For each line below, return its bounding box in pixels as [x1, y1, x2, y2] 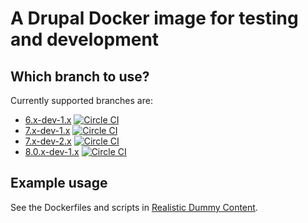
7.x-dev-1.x [24, 125, 71, 136]
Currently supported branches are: [10, 95, 153, 106]
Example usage [10, 175, 108, 192]
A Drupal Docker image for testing [10, 7, 299, 30]
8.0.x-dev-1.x [24, 146, 80, 157]
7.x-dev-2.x [24, 135, 72, 147]
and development [10, 28, 160, 51]
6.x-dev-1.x [24, 114, 72, 126]
